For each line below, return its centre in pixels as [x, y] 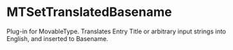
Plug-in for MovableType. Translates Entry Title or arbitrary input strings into [116, 31]
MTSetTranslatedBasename [89, 12]
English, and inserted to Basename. [58, 38]
